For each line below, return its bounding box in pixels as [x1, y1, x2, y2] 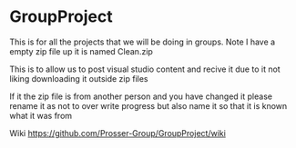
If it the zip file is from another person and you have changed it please [9, 91, 273, 102]
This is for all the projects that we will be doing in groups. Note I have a [9, 36, 276, 47]
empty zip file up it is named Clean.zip [9, 45, 153, 56]
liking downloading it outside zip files [9, 73, 148, 84]
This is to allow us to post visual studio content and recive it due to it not [9, 64, 281, 74]
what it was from [9, 110, 73, 121]
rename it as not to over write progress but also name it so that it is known [9, 100, 288, 111]
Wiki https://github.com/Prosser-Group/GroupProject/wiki [9, 127, 226, 138]
